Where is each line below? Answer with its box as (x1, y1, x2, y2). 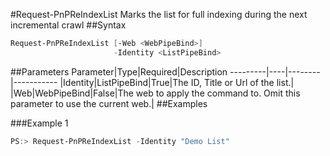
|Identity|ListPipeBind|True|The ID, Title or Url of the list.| (59, 76, 295, 88)
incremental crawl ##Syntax (10, 19, 127, 31)
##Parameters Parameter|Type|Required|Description (10, 65, 228, 78)
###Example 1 (10, 117, 69, 129)
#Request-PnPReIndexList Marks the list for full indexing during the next (10, 9, 308, 20)
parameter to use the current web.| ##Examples (10, 97, 208, 109)
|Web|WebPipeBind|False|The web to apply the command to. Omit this (10, 87, 301, 99)
